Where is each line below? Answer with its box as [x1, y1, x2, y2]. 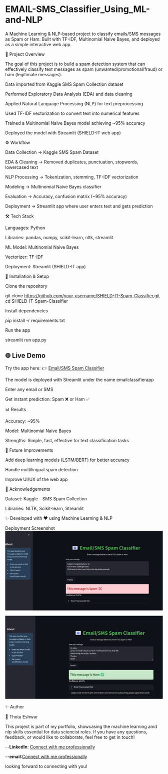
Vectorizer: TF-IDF [5, 254, 43, 260]
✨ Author [5, 704, 24, 710]
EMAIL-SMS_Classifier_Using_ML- [5, 4, 150, 15]
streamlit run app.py [5, 337, 46, 343]
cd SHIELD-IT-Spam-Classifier [5, 298, 68, 304]
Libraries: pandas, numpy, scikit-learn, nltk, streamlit [5, 234, 113, 240]
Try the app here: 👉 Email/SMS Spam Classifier [5, 365, 104, 371]
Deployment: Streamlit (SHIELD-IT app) [5, 263, 86, 269]
